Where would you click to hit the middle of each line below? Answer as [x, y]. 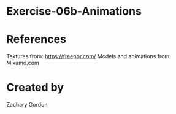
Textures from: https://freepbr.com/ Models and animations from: [89, 56]
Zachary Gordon [27, 105]
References [36, 40]
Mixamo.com [23, 63]
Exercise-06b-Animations [74, 11]
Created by [35, 88]
